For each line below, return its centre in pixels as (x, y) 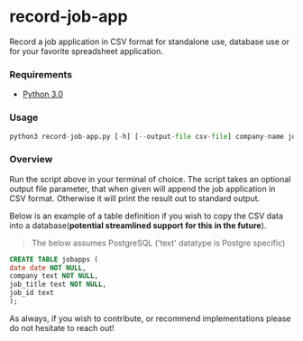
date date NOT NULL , (48, 268)
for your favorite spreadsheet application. (87, 51)
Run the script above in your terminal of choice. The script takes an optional (150, 179)
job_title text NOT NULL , (58, 285)
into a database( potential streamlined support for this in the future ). (138, 225)
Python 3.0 (43, 94)
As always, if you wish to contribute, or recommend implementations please (150, 318)
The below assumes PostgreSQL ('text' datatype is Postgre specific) (158, 243)
